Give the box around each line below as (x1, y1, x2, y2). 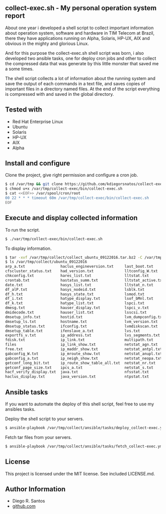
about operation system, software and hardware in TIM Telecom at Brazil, (5, 30, 155, 36)
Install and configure (5, 159, 70, 167)
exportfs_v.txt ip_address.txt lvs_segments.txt (5, 333, 161, 338)
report (5, 12, 25, 20)
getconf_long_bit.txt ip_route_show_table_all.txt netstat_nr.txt (5, 360, 156, 365)
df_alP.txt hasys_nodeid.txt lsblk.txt (5, 287, 145, 292)
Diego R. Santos (12, 498, 45, 504)
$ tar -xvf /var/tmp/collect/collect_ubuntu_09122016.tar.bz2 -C (5, 255, 142, 260)
